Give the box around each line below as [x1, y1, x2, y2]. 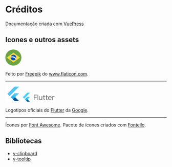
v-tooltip [12, 156, 31, 162]
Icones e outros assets [5, 35, 79, 44]
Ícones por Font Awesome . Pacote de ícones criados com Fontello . [5, 122, 146, 128]
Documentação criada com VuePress [5, 21, 84, 27]
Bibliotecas [5, 137, 42, 145]
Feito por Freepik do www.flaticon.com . [5, 70, 89, 77]
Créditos [5, 4, 43, 15]
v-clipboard [12, 150, 37, 156]
